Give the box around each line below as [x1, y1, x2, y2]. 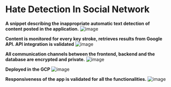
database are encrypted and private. [5, 56, 85, 62]
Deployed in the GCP [5, 66, 50, 72]
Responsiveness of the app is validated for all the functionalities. [5, 76, 147, 82]
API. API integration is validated [5, 41, 74, 47]
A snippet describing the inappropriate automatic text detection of [5, 20, 150, 26]
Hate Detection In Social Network [5, 4, 150, 15]
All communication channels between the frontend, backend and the [5, 51, 155, 57]
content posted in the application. [5, 25, 79, 32]
